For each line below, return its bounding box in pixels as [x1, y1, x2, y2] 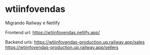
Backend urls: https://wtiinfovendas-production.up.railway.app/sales [5, 39, 145, 45]
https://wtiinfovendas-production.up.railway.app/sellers [5, 44, 119, 50]
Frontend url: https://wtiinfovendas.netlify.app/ [5, 29, 100, 35]
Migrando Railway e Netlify [5, 20, 60, 26]
